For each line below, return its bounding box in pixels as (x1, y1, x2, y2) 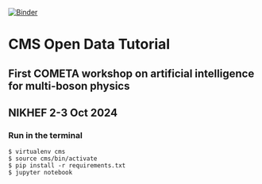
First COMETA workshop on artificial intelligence (8, 67, 255, 80)
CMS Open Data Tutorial (8, 36, 171, 53)
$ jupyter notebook (8, 169, 73, 177)
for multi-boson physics (8, 79, 130, 93)
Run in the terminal (8, 129, 83, 140)
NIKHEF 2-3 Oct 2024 (8, 105, 118, 119)
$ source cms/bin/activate (8, 155, 98, 163)
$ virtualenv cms (8, 148, 66, 156)
